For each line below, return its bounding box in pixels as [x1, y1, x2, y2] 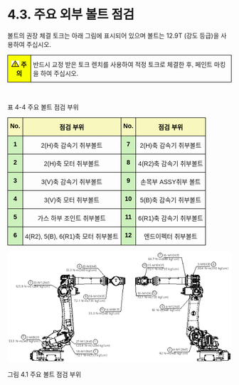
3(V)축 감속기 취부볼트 [41, 178, 103, 185]
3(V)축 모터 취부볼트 [43, 196, 100, 204]
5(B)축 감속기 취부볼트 [139, 196, 201, 204]
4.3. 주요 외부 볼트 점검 [7, 6, 135, 23]
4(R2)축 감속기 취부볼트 [138, 159, 203, 168]
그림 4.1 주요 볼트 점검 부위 [7, 370, 82, 379]
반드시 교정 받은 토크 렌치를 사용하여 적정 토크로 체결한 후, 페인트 [33, 60, 213, 68]
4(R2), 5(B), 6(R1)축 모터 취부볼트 [24, 232, 119, 240]
